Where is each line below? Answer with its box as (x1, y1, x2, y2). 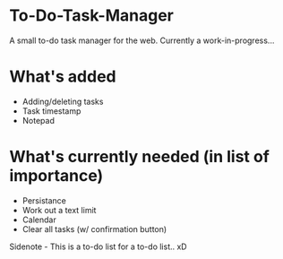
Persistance (21, 194, 67, 206)
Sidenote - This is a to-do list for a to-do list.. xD (9, 241, 187, 252)
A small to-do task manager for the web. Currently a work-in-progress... (9, 35, 275, 46)
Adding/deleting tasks (21, 96, 104, 107)
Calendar (21, 214, 56, 225)
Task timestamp (21, 105, 81, 117)
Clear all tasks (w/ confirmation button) (21, 223, 167, 234)
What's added (9, 66, 116, 87)
